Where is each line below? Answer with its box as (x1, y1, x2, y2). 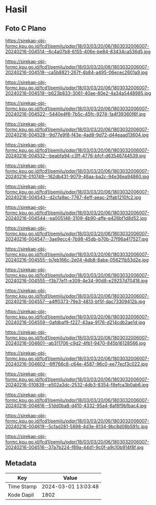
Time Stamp (8, 483, 37, 490)
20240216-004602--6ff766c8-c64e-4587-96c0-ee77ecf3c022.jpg (5, 361, 148, 367)
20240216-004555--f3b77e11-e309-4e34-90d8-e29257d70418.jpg (5, 278, 148, 284)
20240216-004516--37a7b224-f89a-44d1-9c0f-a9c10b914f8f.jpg (5, 445, 144, 450)
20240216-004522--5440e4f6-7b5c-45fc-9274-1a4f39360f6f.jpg (5, 111, 146, 117)
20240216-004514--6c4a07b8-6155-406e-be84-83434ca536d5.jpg (5, 49, 151, 54)
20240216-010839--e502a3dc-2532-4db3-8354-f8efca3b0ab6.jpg (5, 382, 149, 388)
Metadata (5, 459, 37, 468)
